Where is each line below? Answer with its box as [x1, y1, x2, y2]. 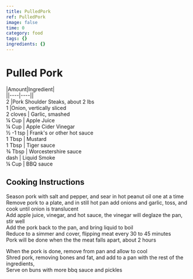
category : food [6, 30, 43, 36]
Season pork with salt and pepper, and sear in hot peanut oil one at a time [6, 192, 184, 199]
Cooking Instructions [6, 177, 85, 187]
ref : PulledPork [6, 14, 46, 20]
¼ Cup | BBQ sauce [6, 160, 53, 167]
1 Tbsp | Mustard [6, 135, 47, 142]
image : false [6, 19, 38, 25]
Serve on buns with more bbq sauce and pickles [6, 266, 123, 273]
